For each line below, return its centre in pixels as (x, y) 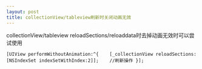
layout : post (23, 12)
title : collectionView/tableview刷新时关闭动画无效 (69, 17)
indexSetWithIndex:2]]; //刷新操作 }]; (91, 61)
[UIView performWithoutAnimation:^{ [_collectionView (80, 54)
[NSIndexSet (21, 61)
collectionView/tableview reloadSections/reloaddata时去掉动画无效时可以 (98, 35)
